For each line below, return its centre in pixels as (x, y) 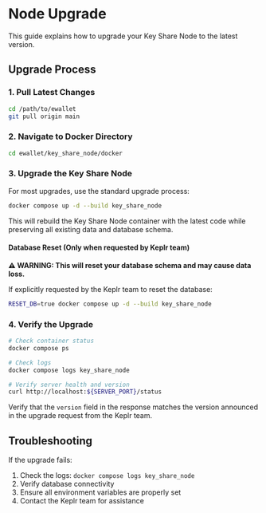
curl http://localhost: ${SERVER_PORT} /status (85, 392)
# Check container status (51, 341)
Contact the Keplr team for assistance (82, 501)
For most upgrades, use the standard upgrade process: (99, 191)
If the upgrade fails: (41, 460)
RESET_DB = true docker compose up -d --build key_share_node (110, 304)
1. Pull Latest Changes (52, 93)
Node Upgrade (57, 14)
